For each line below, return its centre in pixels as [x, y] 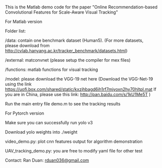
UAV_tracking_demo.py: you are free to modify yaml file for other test [74, 151]
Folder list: [15, 31]
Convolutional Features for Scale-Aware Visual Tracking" [62, 12]
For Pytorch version [25, 113]
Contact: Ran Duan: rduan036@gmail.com [47, 160]
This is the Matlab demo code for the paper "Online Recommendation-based [81, 7]
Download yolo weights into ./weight [41, 132]
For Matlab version [24, 22]
